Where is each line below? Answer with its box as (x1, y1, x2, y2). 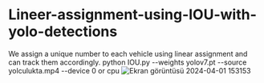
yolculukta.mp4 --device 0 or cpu (8, 65, 120, 75)
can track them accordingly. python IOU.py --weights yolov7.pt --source (8, 57, 247, 67)
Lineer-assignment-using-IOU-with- (8, 6, 257, 24)
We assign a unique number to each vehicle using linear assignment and (8, 49, 248, 58)
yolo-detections (8, 22, 118, 41)
